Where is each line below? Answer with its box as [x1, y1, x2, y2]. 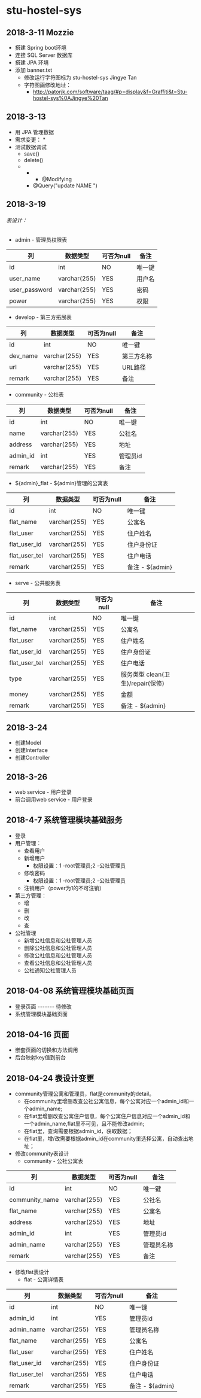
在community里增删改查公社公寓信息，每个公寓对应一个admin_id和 [23, 1098, 190, 1105]
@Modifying [41, 175, 72, 182]
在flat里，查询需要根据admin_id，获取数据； [23, 1128, 133, 1135]
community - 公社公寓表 [23, 1158, 84, 1165]
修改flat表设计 [14, 1269, 50, 1276]
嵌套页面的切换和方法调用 [14, 1046, 78, 1053]
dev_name [9, 352, 38, 360]
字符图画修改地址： [23, 81, 72, 89]
